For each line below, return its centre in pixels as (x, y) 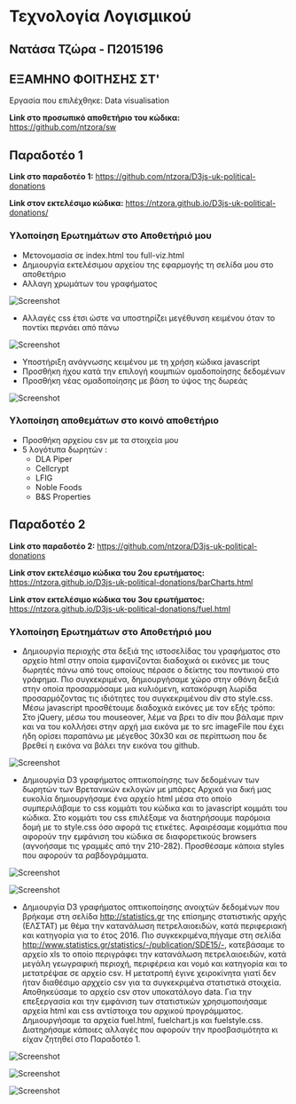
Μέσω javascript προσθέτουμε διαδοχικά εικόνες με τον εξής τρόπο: (148, 707)
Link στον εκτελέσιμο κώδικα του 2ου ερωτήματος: (107, 572)
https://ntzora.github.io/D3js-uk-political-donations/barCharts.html (131, 582)
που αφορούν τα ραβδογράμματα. (85, 855)
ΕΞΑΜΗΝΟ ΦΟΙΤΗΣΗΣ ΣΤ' (85, 79)
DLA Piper (54, 458)
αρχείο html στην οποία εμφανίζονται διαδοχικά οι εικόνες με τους (146, 660)
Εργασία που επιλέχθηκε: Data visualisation (90, 100)
